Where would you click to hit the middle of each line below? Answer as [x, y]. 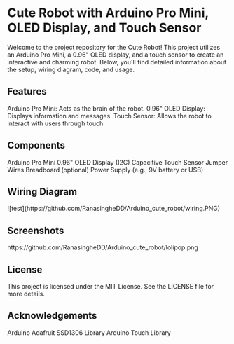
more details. [26, 294]
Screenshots [36, 230]
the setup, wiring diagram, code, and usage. [71, 69]
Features [27, 91]
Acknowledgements [52, 316]
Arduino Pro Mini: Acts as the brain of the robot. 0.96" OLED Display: [106, 108]
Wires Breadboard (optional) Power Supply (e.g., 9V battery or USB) [105, 170]
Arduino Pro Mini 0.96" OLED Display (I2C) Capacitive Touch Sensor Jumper [118, 162]
